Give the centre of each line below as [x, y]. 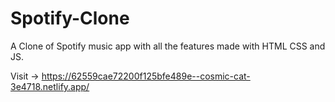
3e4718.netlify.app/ [50, 86]
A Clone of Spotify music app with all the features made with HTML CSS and [168, 46]
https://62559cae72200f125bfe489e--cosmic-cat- [146, 76]
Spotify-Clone [70, 18]
